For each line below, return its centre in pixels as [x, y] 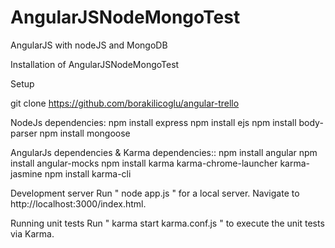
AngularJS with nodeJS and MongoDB [89, 45]
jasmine [26, 173]
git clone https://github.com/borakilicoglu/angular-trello [125, 103]
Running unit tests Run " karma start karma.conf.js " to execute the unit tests [167, 223]
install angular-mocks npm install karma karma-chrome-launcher [144, 163]
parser [24, 133]
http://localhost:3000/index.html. [78, 203]
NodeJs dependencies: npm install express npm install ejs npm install [153, 122]
